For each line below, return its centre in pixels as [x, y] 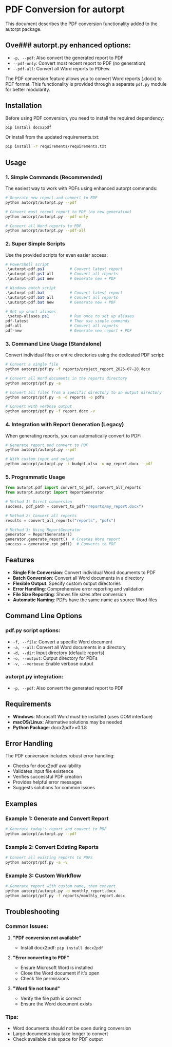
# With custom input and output [40, 459]
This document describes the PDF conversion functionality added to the [81, 24]
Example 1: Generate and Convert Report [57, 818]
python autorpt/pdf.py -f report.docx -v [50, 411]
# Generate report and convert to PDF [47, 445]
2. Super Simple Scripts [35, 244]
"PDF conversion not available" [47, 938]
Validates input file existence [43, 771]
